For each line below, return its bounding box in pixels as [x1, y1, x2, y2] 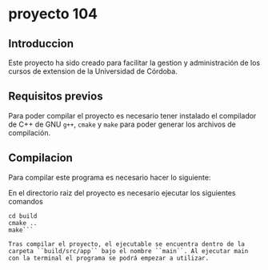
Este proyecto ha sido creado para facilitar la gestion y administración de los [8, 58, 261, 67]
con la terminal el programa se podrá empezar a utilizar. [8, 254, 210, 262]
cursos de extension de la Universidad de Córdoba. [8, 66, 178, 76]
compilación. [8, 127, 50, 137]
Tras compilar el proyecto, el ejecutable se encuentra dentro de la [8, 240, 246, 248]
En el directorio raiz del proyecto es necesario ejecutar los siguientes [8, 187, 236, 197]
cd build [8, 212, 38, 220]
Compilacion [8, 151, 74, 165]
